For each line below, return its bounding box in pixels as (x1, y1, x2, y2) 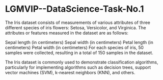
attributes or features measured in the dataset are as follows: (5, 30, 129, 36)
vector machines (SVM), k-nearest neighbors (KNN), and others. (5, 69, 136, 75)
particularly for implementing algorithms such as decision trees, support (5, 64, 151, 70)
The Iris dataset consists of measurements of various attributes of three (5, 20, 151, 25)
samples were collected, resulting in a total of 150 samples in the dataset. (5, 50, 154, 56)
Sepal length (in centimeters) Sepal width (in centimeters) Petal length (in (5, 39, 154, 45)
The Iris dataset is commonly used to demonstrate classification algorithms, (5, 59, 159, 65)
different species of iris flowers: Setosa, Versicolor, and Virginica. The (5, 24, 146, 30)
